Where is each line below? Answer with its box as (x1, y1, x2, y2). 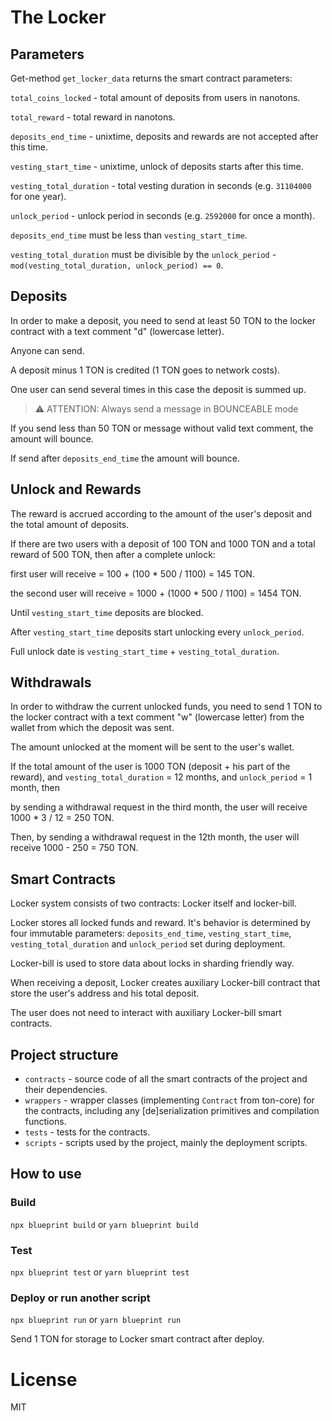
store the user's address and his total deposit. (10, 987, 200, 1000)
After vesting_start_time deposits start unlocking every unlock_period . (10, 626, 305, 638)
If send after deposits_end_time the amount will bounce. (10, 452, 241, 464)
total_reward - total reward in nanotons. (10, 111, 176, 123)
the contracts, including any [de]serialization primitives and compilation (24, 1105, 320, 1117)
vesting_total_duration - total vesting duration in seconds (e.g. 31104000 (10, 180, 312, 191)
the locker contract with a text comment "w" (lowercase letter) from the (10, 711, 305, 723)
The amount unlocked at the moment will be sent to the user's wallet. (10, 741, 295, 753)
